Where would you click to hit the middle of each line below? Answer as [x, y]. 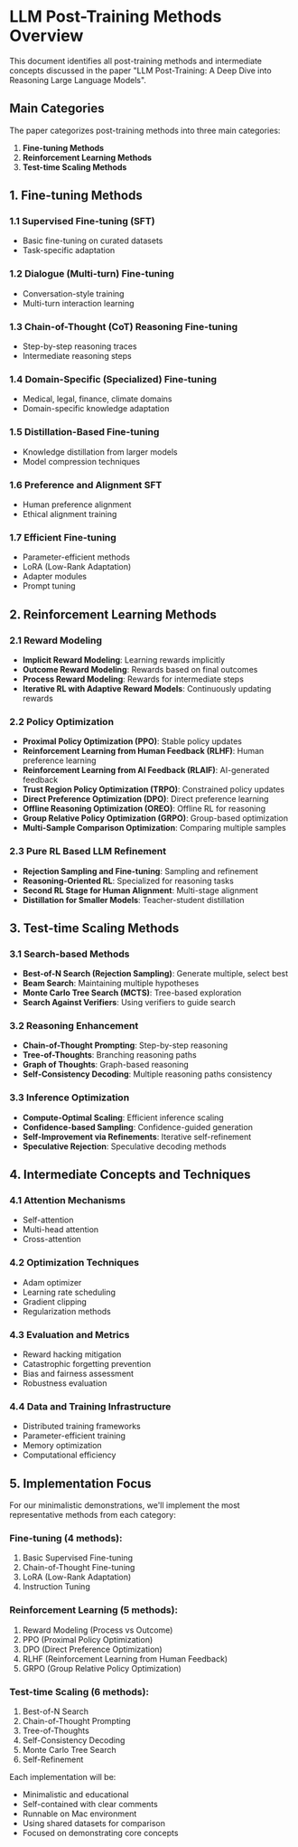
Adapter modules [55, 577]
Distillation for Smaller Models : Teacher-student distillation [134, 900]
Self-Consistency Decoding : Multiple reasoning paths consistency [147, 1074]
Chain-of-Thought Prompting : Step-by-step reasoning [125, 1045]
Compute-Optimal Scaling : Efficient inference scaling [123, 1117]
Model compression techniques [81, 461]
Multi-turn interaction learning [78, 303]
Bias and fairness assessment [78, 1374]
